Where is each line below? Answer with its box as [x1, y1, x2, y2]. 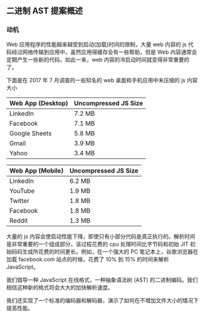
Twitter [9, 196, 29, 205]
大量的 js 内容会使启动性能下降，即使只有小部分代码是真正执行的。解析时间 [6, 232, 195, 240]
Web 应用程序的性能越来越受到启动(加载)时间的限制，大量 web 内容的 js [6, 40, 187, 48]
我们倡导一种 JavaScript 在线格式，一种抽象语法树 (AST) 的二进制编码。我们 [6, 276, 198, 283]
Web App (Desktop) [9, 99, 68, 107]
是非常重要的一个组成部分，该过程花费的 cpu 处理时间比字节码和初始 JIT [6, 240, 189, 248]
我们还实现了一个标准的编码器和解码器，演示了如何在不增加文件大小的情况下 [6, 296, 199, 304]
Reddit [9, 216, 29, 224]
